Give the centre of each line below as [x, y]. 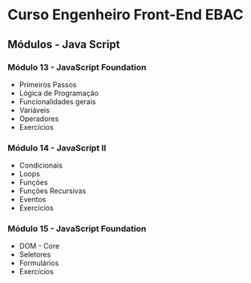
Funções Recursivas [53, 191]
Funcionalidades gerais [57, 101]
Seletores [35, 255]
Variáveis [34, 110]
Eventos [32, 200]
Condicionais [41, 165]
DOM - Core [39, 246]
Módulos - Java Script [64, 44]
